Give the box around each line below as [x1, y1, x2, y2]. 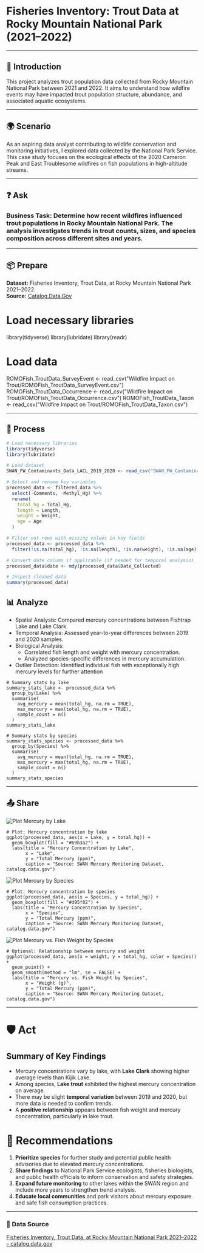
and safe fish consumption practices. [15, 1199, 108, 1206]
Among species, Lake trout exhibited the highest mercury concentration [15, 1080, 196, 1087]
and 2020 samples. [15, 636, 64, 643]
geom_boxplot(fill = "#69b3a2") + [12, 840, 99, 846]
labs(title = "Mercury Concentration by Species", [12, 905, 143, 911]
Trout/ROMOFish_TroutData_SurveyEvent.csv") [6, 381, 124, 389]
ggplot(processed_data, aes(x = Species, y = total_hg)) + [6, 894, 159, 900]
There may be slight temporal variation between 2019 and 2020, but [15, 1093, 188, 1100]
